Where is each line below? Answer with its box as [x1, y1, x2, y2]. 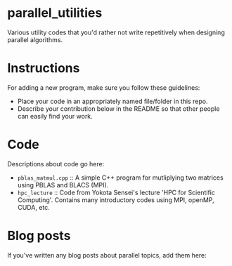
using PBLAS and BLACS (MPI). [17, 180, 109, 189]
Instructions [7, 60, 80, 77]
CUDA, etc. [17, 203, 51, 211]
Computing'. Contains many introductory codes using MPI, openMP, [17, 195, 214, 204]
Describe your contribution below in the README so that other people [17, 104, 220, 113]
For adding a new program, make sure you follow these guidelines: [7, 83, 200, 92]
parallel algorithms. [7, 35, 63, 44]
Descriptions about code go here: [7, 159, 105, 168]
